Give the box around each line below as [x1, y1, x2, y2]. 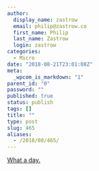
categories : [7, 49, 41, 55]
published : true [7, 93, 53, 100]
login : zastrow [13, 42, 57, 49]
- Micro [13, 55, 36, 62]
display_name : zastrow [13, 16, 78, 23]
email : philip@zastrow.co [13, 23, 87, 29]
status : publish [7, 99, 53, 106]
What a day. [7, 156, 41, 164]
